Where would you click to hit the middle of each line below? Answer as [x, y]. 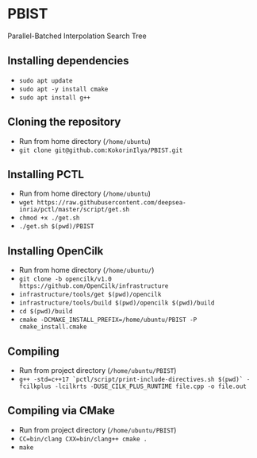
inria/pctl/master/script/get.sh [74, 210]
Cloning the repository [64, 122]
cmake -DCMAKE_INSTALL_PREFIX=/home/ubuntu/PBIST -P [108, 320]
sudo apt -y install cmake [63, 89]
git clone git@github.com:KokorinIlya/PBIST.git [101, 150]
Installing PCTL [46, 175]
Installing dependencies [68, 61]
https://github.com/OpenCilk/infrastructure [94, 286]
